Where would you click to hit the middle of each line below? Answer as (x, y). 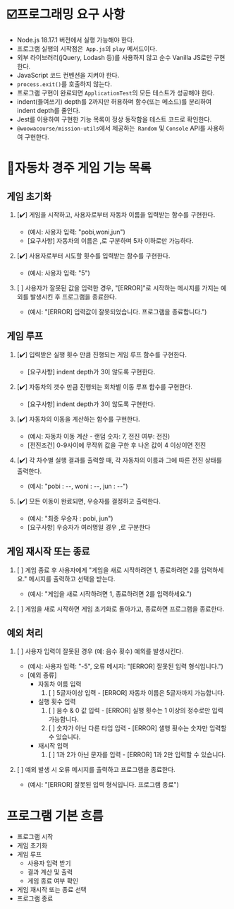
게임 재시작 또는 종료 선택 (52, 890)
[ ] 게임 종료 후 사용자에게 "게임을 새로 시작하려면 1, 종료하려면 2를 (108, 570)
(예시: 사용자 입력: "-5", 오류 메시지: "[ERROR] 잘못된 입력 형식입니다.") (125, 666)
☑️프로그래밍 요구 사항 (66, 14)
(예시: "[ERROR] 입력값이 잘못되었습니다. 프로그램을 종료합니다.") (117, 311)
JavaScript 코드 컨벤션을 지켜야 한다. (68, 75)
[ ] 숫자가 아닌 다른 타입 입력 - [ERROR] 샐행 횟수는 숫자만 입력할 (137, 728)
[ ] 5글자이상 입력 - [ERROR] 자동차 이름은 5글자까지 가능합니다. (136, 693)
